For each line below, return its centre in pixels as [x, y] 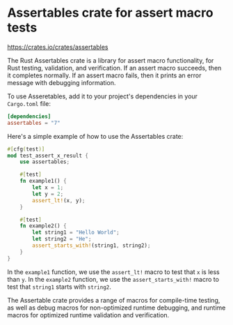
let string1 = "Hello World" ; [76, 233]
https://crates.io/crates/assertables [58, 47]
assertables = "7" [34, 123]
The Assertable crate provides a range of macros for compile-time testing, [114, 300]
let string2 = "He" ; [62, 239]
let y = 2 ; [48, 194]
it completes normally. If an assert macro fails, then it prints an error [104, 75]
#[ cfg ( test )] [26, 149]
